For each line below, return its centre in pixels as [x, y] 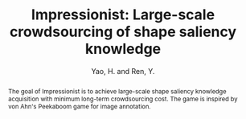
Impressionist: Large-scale [123, 15]
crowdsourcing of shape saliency [123, 32]
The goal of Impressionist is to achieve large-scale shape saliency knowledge [117, 91]
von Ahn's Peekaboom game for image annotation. [79, 106]
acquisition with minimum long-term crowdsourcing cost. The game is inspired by [123, 98]
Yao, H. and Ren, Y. [123, 71]
